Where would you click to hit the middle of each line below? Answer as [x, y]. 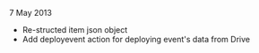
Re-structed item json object [75, 30]
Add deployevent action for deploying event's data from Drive [136, 39]
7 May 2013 [30, 13]
